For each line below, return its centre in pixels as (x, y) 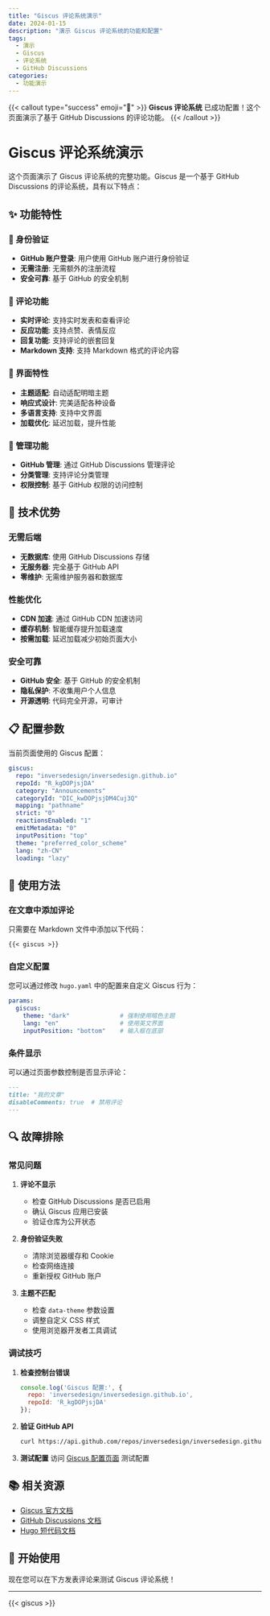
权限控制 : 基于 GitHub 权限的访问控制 (81, 485)
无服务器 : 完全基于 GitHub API (69, 566)
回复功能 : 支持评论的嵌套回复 (68, 341)
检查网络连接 (53, 1266)
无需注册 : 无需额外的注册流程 (68, 269)
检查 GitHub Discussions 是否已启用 (91, 1201)
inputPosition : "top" (52, 835)
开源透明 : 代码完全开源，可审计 (71, 701)
